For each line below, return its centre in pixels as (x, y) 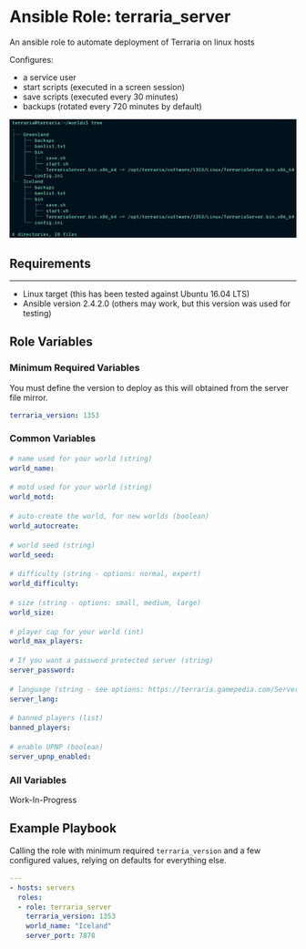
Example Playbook (63, 828)
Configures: (31, 59)
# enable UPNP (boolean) (56, 748)
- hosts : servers (42, 887)
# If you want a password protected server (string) (112, 661)
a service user (50, 77)
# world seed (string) (52, 545)
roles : (30, 897)
